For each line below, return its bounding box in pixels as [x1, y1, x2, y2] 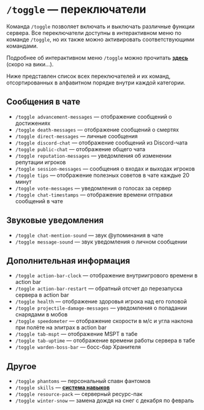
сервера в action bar [15, 291, 69, 299]
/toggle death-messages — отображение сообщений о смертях [15, 125, 179, 133]
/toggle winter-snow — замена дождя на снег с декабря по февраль [15, 397, 194, 404]
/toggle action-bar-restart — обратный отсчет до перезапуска [15, 285, 183, 293]
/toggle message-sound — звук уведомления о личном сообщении [15, 238, 187, 245]
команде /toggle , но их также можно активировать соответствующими [6, 35, 195, 43]
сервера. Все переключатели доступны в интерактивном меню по [6, 29, 182, 36]
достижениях [15, 119, 51, 127]
